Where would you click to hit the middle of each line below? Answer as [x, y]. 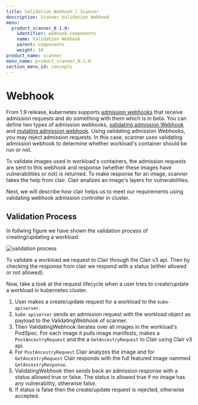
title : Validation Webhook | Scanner [53, 12]
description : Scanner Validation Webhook [58, 17]
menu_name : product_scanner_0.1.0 [49, 61]
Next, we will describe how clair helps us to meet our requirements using [95, 192]
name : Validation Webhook [49, 39]
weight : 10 [30, 50]
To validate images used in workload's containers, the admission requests [96, 161]
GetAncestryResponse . [40, 365]
